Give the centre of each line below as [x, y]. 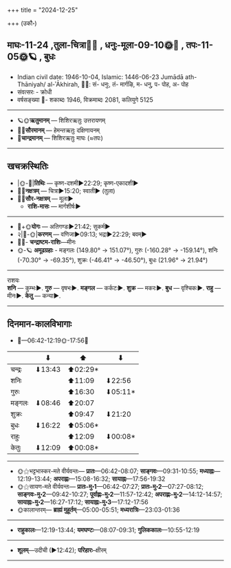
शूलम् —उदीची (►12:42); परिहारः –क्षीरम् [62, 550]
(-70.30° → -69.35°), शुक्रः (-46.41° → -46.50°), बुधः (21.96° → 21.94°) [112, 260]
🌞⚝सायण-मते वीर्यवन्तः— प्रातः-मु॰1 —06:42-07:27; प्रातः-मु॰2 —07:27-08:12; [110, 487]
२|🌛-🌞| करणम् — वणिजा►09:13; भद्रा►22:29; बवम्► [82, 234]
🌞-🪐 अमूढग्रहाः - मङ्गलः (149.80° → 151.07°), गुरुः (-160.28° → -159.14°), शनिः [118, 250]
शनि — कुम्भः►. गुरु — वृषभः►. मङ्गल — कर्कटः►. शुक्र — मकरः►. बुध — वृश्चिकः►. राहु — [114, 287]
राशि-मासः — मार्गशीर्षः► [54, 206]
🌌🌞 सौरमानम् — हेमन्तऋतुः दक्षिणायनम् [58, 130]
